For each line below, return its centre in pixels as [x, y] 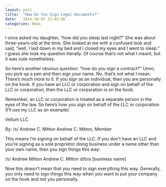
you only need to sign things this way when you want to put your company [81, 174]
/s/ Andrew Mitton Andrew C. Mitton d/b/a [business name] [66, 159]
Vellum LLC [17, 119]
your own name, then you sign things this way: [53, 149]
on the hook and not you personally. [42, 179]
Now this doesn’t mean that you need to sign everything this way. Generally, [83, 169]
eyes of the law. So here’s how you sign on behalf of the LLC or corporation [82, 104]
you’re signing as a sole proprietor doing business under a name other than [82, 144]
